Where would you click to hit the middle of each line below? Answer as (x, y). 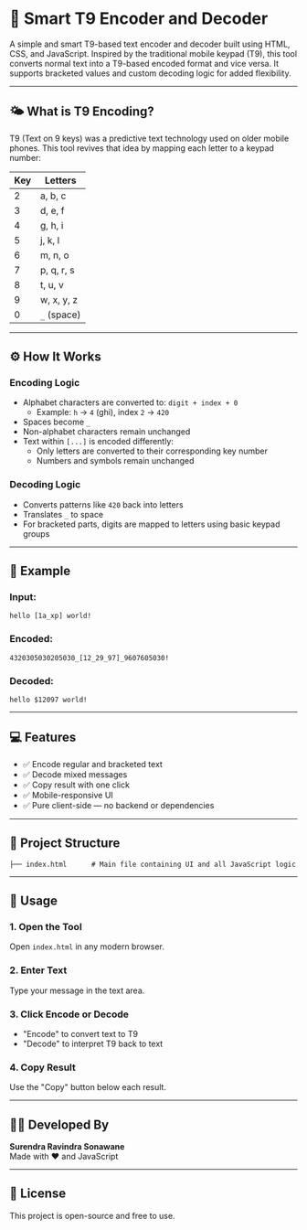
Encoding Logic (45, 383)
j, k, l (50, 240)
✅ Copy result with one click (76, 785)
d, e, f (52, 210)
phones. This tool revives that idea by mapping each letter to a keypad (142, 148)
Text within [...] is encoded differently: (98, 442)
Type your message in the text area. (77, 990)
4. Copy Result (42, 1067)
